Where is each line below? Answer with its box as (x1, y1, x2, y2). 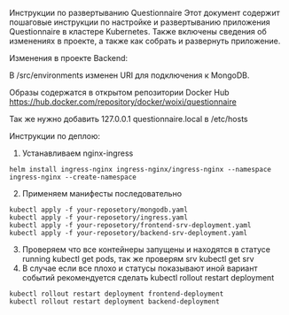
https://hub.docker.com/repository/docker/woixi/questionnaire (9, 96, 237, 107)
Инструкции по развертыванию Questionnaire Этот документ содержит (9, 8, 281, 18)
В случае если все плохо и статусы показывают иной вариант (21, 263, 258, 273)
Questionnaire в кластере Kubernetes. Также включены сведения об (9, 27, 268, 36)
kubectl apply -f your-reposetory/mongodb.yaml (9, 205, 189, 214)
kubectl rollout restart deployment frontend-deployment (9, 289, 224, 298)
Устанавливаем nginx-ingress (21, 148, 134, 158)
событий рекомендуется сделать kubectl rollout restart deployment (21, 273, 275, 282)
